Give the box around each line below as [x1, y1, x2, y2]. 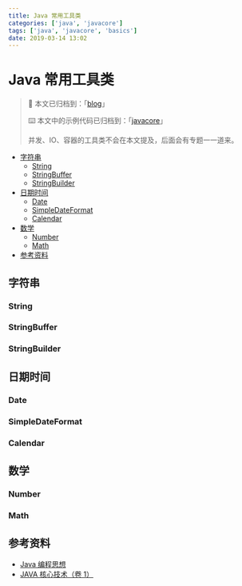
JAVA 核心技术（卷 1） [19, 569, 94, 579]
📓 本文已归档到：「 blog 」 [27, 99, 109, 109]
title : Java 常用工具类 [8, 11, 81, 20]
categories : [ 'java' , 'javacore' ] [8, 19, 124, 27]
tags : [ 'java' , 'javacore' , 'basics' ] [8, 26, 137, 34]
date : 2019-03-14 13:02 [8, 34, 88, 42]
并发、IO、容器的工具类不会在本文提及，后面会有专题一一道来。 [27, 135, 239, 145]
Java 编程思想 [19, 559, 66, 568]
